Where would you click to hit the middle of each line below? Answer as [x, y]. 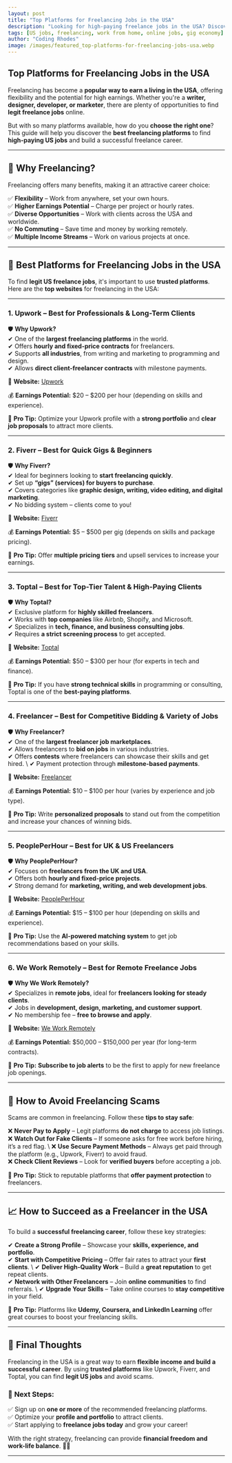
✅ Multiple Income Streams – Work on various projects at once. [99, 236]
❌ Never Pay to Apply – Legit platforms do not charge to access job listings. [116, 1131]
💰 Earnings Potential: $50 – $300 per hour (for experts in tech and [104, 661]
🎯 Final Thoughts [45, 1345]
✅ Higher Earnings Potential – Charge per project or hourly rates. [101, 206]
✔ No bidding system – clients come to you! [70, 505]
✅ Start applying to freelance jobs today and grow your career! [98, 1424]
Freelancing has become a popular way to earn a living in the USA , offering [115, 90]
